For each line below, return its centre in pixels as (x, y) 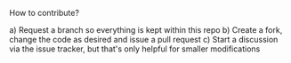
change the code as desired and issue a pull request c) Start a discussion (144, 39)
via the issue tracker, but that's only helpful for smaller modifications (135, 49)
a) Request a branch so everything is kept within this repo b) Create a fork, (146, 30)
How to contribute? (44, 13)
